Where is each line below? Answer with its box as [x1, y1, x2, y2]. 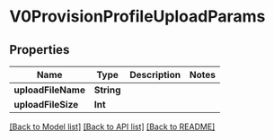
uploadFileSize [13, 99, 79, 110]
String [93, 83, 121, 96]
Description [129, 69, 181, 81]
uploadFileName [13, 83, 85, 96]
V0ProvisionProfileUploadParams [9, 6, 266, 27]
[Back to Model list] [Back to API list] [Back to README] [9, 121, 216, 132]
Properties [9, 42, 70, 57]
